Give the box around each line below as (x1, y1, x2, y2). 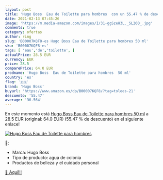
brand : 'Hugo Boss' (5, 84, 45, 89)
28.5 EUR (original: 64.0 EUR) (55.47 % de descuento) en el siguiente (5, 116, 144, 122)
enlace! (5, 121, 20, 127)
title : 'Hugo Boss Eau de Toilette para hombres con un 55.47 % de (5, 12, 149, 17)
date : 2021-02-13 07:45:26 (5, 16, 60, 21)
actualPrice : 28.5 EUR (5, 52, 51, 57)
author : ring (5, 35, 32, 39)
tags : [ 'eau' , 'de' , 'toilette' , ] (5, 48, 75, 53)
